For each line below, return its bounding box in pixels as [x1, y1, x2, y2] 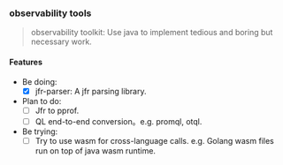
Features [9, 56, 42, 67]
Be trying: [21, 126, 58, 137]
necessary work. [30, 36, 93, 47]
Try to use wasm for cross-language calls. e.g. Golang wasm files [34, 135, 274, 146]
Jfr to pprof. [34, 105, 80, 116]
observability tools [9, 7, 92, 19]
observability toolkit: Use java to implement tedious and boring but [30, 27, 273, 38]
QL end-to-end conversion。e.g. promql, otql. [34, 116, 203, 126]
